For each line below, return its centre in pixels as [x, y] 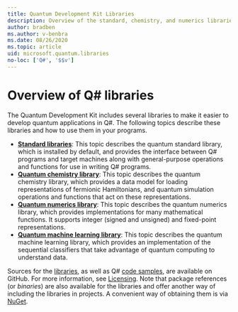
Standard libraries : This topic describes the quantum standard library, [120, 144]
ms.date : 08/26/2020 [38, 41]
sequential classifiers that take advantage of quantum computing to [116, 249]
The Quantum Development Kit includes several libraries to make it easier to [118, 115]
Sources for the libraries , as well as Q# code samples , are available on [110, 271]
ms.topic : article [34, 47]
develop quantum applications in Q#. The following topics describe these [114, 122]
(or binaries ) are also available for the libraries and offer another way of [112, 286]
